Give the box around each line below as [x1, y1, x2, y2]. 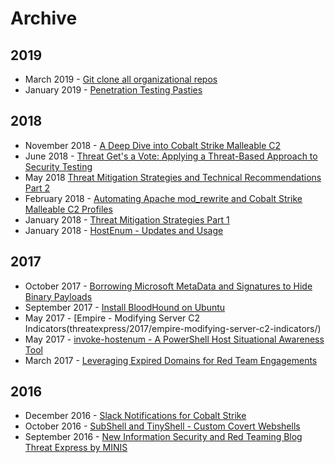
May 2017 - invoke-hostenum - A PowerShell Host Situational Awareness [24, 333, 325, 345]
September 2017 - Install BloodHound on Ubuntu [24, 301, 226, 313]
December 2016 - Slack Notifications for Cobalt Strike [24, 410, 247, 422]
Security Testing [24, 160, 93, 172]
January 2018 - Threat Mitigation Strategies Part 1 [24, 213, 230, 226]
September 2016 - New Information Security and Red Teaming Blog [24, 431, 303, 443]
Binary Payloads [24, 290, 93, 302]
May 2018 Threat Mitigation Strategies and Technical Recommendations [24, 171, 322, 183]
